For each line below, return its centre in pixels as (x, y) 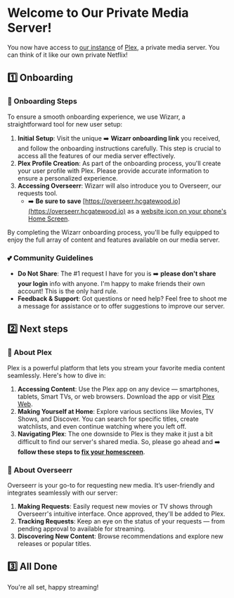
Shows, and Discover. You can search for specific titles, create (108, 419)
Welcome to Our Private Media (98, 13)
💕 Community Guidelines (50, 258)
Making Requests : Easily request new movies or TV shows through (115, 506)
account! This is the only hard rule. (67, 291)
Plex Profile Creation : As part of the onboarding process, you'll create (119, 163)
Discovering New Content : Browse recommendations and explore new (120, 536)
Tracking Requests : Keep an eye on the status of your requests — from (121, 521)
